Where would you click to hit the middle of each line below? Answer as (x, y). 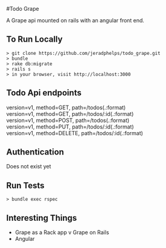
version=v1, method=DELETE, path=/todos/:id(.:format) (75, 133)
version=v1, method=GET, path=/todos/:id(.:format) (70, 113)
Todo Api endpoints (44, 93)
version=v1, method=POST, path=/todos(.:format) (68, 120)
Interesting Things (42, 218)
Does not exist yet (29, 167)
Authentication (35, 152)
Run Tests (25, 186)
